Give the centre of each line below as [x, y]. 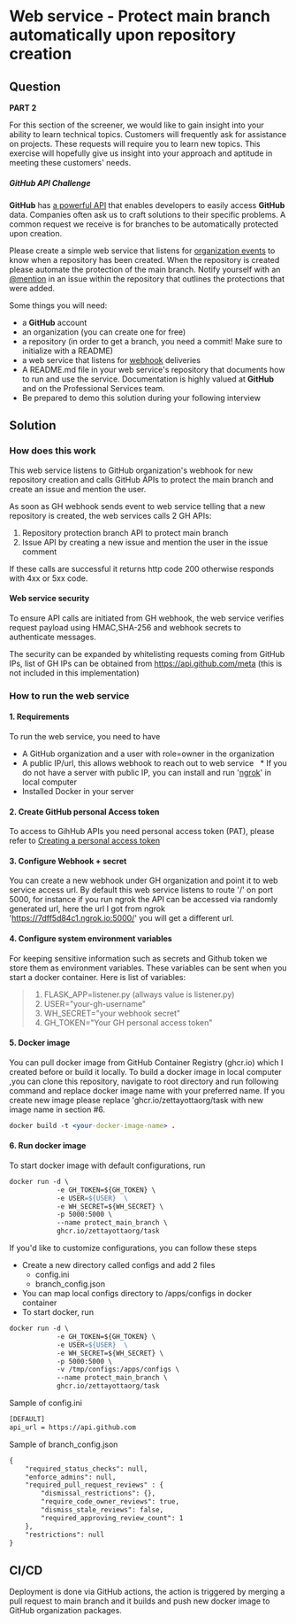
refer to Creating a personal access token [85, 841]
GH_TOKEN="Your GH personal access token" [128, 1022]
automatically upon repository [123, 35]
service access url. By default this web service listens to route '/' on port [141, 890]
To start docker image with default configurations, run [107, 1165]
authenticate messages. [53, 637]
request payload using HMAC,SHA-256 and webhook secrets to [125, 627]
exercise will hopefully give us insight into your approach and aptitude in [141, 153]
